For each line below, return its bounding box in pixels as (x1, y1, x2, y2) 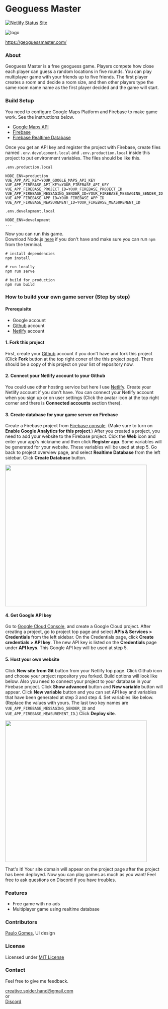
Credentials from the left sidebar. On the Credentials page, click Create (5, 634, 154, 640)
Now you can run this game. (5, 230, 64, 237)
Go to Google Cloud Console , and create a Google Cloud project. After (5, 624, 151, 630)
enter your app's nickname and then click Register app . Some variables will (5, 439, 162, 445)
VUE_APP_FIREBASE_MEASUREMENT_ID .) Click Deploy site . (5, 710, 116, 716)
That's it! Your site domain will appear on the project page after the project (5, 866, 159, 872)
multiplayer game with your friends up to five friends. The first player (5, 74, 148, 80)
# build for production (5, 277, 55, 282)
